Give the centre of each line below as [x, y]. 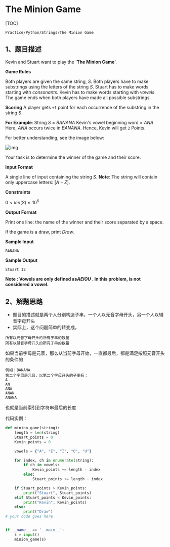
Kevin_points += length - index [66, 470]
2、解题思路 [24, 302]
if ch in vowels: [41, 465]
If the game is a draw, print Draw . [40, 232]
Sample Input [19, 242]
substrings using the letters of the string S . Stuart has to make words [77, 86]
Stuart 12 [16, 270]
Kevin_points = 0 [33, 442]
